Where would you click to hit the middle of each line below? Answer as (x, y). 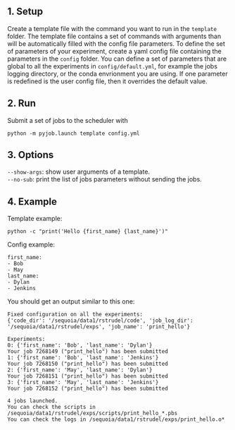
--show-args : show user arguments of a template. (78, 172)
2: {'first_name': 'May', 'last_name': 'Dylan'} (80, 370)
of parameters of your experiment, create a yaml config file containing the (114, 51)
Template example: (35, 219)
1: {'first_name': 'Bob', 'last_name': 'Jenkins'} (83, 358)
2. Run (22, 103)
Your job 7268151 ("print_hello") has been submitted (88, 376)
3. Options (31, 155)
